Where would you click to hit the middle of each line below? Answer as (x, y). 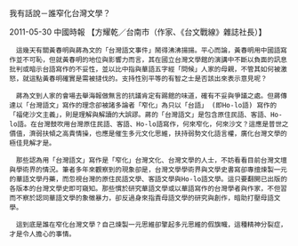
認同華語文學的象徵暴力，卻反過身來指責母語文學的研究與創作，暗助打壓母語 (154, 198)
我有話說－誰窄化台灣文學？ (60, 13)
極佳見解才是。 (32, 143)
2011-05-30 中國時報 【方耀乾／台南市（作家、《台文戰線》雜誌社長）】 (138, 32)
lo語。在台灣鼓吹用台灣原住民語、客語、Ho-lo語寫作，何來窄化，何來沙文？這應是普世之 (149, 124)
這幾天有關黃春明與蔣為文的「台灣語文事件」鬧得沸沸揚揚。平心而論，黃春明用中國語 (148, 51)
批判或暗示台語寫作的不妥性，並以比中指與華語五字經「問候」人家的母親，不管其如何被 (145, 69)
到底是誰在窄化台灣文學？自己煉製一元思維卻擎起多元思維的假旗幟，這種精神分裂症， (154, 225)
